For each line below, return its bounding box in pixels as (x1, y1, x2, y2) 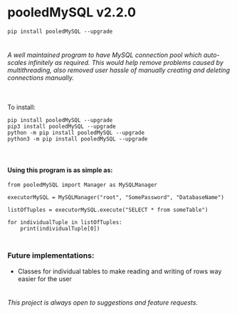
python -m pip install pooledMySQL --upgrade (7, 129, 144, 136)
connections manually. (7, 73, 75, 82)
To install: (7, 103, 36, 111)
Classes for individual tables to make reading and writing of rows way (17, 267, 222, 275)
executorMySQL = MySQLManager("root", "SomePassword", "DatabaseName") (7, 194, 224, 201)
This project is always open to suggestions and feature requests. (7, 298, 198, 307)
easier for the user (17, 274, 73, 283)
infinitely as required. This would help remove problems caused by (28, 58, 224, 66)
